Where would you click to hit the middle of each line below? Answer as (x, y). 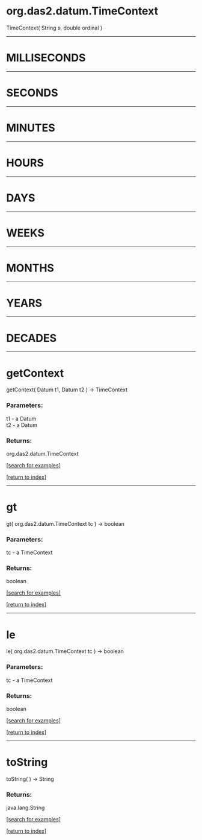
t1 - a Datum (21, 418)
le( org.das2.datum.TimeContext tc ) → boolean (65, 651)
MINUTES (31, 128)
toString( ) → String (30, 778)
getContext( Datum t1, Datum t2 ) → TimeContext (67, 390)
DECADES (32, 338)
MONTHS (30, 268)
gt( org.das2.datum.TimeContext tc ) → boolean (66, 523)
